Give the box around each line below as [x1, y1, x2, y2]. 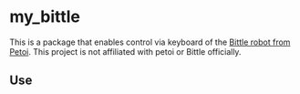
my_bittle [9, 6, 80, 27]
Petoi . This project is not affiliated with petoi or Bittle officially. [9, 46, 242, 57]
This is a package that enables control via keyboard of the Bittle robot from [9, 37, 291, 47]
